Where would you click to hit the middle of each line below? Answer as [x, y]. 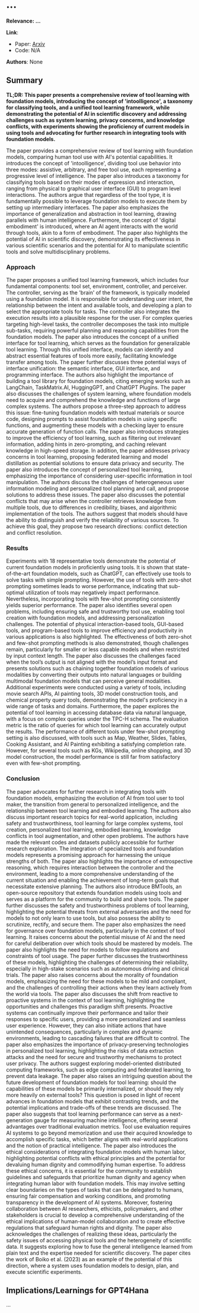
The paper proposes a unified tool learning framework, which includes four [98, 280]
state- [182, 567]
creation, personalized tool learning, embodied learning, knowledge [89, 830]
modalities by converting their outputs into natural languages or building [94, 675]
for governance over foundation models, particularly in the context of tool [96, 931]
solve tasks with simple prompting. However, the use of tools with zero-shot [99, 580]
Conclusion [23, 778]
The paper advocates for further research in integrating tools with [86, 791]
